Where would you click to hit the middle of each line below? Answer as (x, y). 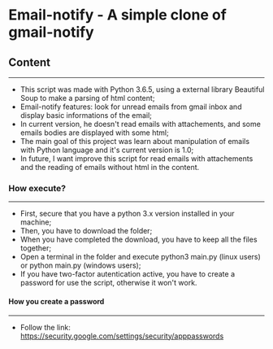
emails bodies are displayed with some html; (94, 133)
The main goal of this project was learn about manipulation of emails (135, 141)
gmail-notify (52, 32)
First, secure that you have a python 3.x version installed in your (127, 214)
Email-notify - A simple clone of (118, 15)
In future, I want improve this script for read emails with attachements (136, 159)
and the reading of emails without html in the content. (110, 167)
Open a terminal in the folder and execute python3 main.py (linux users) (141, 257)
